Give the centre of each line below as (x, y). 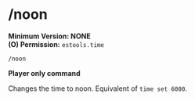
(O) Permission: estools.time (56, 44)
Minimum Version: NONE (50, 36)
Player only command (44, 73)
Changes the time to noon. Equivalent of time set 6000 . (98, 88)
